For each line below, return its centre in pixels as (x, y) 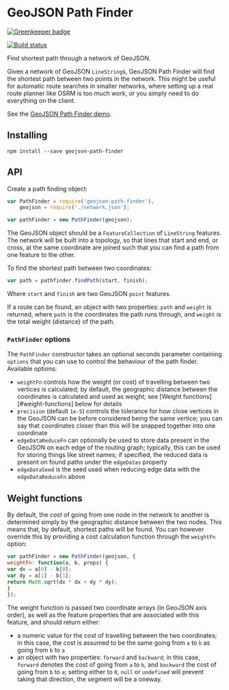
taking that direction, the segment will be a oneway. (90, 679)
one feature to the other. (41, 255)
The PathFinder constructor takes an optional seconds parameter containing (114, 354)
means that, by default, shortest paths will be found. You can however (106, 530)
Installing (27, 135)
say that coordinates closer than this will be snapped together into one (116, 426)
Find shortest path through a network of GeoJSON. (79, 58)
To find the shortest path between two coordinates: (79, 268)
